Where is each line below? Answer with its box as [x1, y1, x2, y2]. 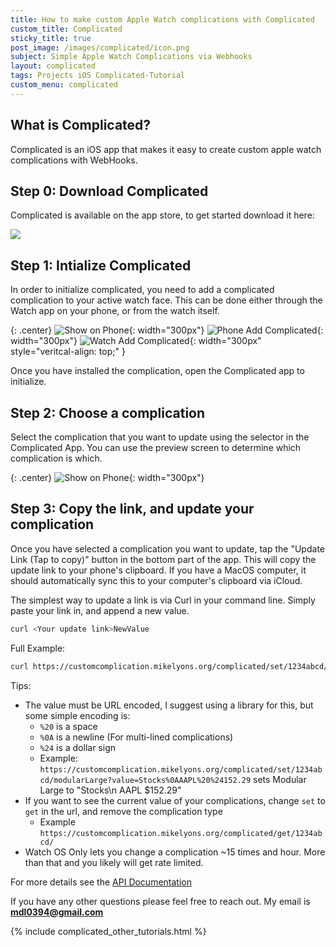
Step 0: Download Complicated [10, 182, 209, 200]
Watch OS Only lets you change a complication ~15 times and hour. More [24, 846, 326, 858]
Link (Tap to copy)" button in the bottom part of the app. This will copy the [10, 553, 317, 565]
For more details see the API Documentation [10, 876, 192, 888]
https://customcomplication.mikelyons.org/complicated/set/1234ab [39, 764, 323, 775]
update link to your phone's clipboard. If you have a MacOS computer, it [10, 564, 307, 576]
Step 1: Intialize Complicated [10, 257, 192, 274]
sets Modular [253, 773, 307, 785]
